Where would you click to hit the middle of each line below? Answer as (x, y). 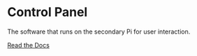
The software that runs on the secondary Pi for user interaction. (99, 31)
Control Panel (48, 12)
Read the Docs (29, 45)
